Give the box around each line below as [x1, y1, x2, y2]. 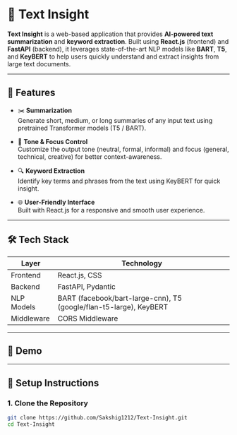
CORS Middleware [57, 314, 119, 323]
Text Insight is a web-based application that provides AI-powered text [7, 30, 214, 38]
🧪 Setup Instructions [7, 377, 99, 389]
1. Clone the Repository [7, 398, 88, 408]
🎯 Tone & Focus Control [17, 137, 88, 145]
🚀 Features [7, 87, 56, 99]
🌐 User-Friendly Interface [17, 198, 95, 206]
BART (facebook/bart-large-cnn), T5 [57, 293, 182, 303]
